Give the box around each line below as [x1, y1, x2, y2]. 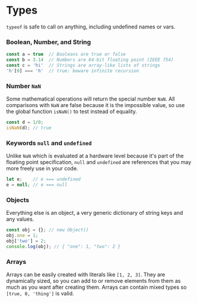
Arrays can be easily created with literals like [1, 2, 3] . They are [6, 270, 166, 278]
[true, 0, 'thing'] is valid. [6, 289, 74, 296]
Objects [6, 196, 30, 204]
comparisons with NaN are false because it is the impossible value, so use [6, 102, 185, 109]
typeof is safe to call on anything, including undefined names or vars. [6, 23, 176, 30]
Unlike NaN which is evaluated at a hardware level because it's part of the [6, 152, 184, 160]
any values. [6, 215, 34, 223]
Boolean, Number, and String [6, 38, 91, 46]
